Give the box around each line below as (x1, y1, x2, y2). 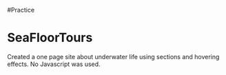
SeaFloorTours (7, 30, 93, 45)
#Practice (7, 6, 35, 14)
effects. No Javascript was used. (7, 60, 101, 68)
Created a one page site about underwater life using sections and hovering (7, 52, 220, 61)
